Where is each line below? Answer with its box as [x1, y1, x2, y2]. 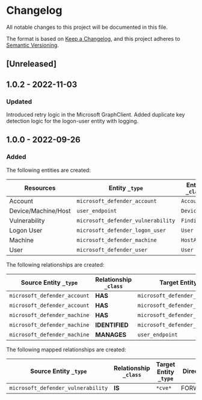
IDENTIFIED [95, 321, 129, 329]
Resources [24, 184, 56, 192]
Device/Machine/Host [9, 207, 71, 215]
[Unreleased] [6, 59, 57, 69]
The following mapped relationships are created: [6, 346, 126, 353]
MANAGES [95, 330, 127, 339]
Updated [6, 97, 32, 106]
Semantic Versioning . [6, 41, 59, 49]
